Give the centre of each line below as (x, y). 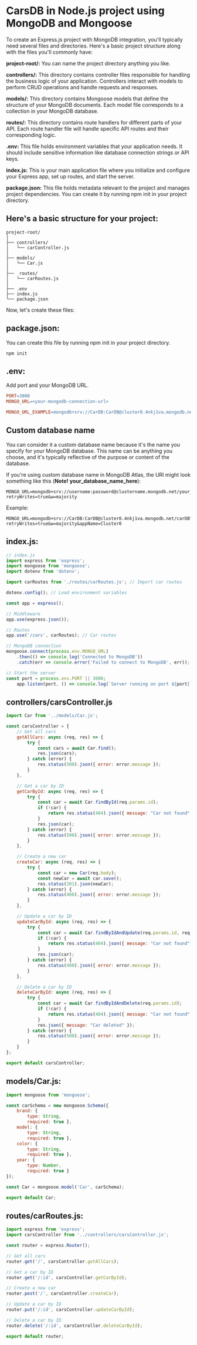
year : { (26, 1160)
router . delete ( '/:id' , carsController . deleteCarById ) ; (74, 1326)
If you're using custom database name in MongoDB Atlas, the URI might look (98, 474)
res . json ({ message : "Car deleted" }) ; (86, 1025)
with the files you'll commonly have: (49, 52)
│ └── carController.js (38, 248)
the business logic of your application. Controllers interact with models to (94, 81)
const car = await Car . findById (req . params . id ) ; (98, 803)
